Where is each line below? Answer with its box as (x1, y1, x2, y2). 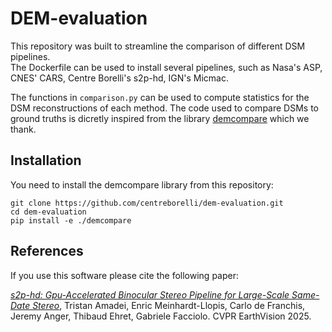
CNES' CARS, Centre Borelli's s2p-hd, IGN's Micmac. (10, 72, 229, 84)
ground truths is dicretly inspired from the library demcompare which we (10, 112, 310, 124)
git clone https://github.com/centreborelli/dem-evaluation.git (10, 198, 284, 208)
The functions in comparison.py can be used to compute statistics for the (10, 91, 310, 103)
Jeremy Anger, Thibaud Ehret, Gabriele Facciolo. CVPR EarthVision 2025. (10, 310, 312, 322)
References (10, 243, 84, 260)
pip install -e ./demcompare (10, 215, 132, 226)
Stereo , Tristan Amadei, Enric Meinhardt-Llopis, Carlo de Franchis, (32, 299, 306, 311)
